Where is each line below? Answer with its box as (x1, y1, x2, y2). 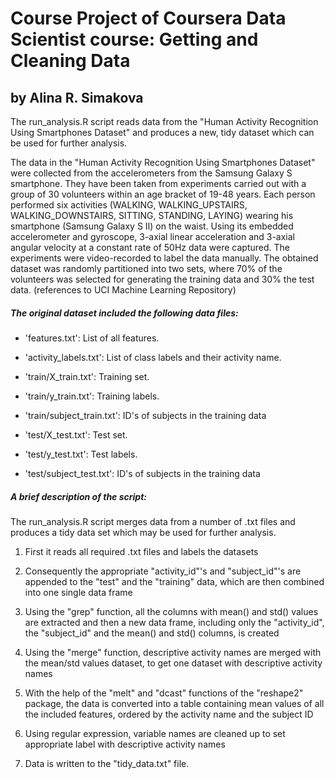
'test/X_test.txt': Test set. (24, 428, 128, 441)
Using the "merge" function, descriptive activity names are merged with (24, 646, 322, 658)
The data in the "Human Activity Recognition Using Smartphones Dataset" (10, 157, 316, 168)
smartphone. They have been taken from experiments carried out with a (10, 178, 307, 189)
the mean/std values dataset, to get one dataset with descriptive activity (24, 657, 323, 669)
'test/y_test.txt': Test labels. (24, 448, 138, 460)
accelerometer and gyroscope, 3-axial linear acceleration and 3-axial (10, 231, 296, 242)
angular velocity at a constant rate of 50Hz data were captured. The (10, 242, 291, 253)
